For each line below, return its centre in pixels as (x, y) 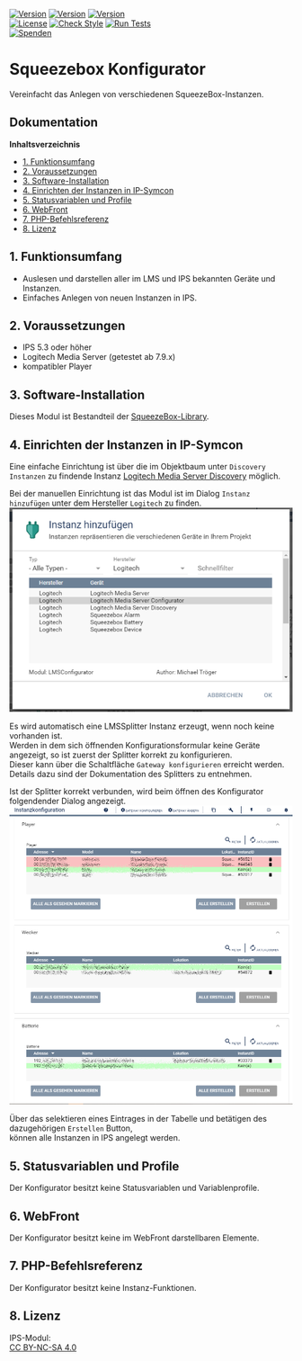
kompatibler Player (57, 367)
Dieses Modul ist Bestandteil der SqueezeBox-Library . (109, 416)
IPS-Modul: (30, 1338)
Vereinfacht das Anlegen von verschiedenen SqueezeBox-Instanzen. (137, 94)
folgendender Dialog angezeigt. (68, 801)
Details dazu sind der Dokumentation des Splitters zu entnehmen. (131, 774)
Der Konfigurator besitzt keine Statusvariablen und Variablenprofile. (134, 1188)
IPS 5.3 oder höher (57, 347)
